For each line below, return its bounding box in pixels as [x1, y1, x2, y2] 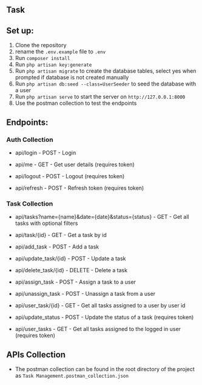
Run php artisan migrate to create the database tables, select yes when [15, 67, 197, 75]
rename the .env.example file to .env [15, 48, 106, 55]
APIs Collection [6, 349, 66, 360]
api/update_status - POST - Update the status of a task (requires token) [15, 313, 194, 321]
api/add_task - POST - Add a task [15, 243, 99, 250]
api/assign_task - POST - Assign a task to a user [15, 278, 136, 286]
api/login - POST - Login [15, 149, 76, 156]
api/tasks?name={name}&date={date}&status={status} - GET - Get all [15, 213, 189, 221]
